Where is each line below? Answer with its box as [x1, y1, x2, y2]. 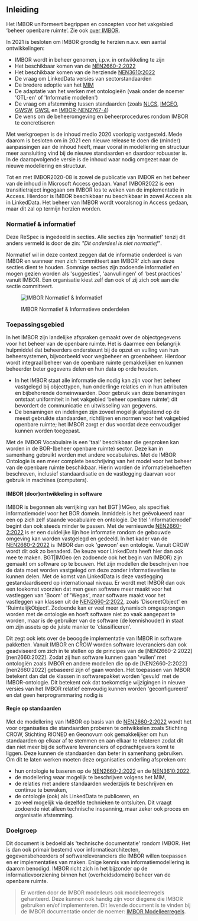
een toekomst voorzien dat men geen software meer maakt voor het [6, 585, 172, 592]
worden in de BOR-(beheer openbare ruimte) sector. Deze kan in [6, 445, 164, 452]
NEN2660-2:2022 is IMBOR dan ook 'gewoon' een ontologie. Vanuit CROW [6, 541, 189, 548]
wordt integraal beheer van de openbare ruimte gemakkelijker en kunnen [6, 359, 184, 367]
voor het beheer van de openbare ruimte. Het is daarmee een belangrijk [6, 340, 181, 348]
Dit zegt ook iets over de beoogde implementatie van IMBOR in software [6, 635, 182, 642]
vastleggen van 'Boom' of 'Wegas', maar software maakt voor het [6, 591, 165, 598]
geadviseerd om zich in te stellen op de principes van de [6, 647, 144, 654]
